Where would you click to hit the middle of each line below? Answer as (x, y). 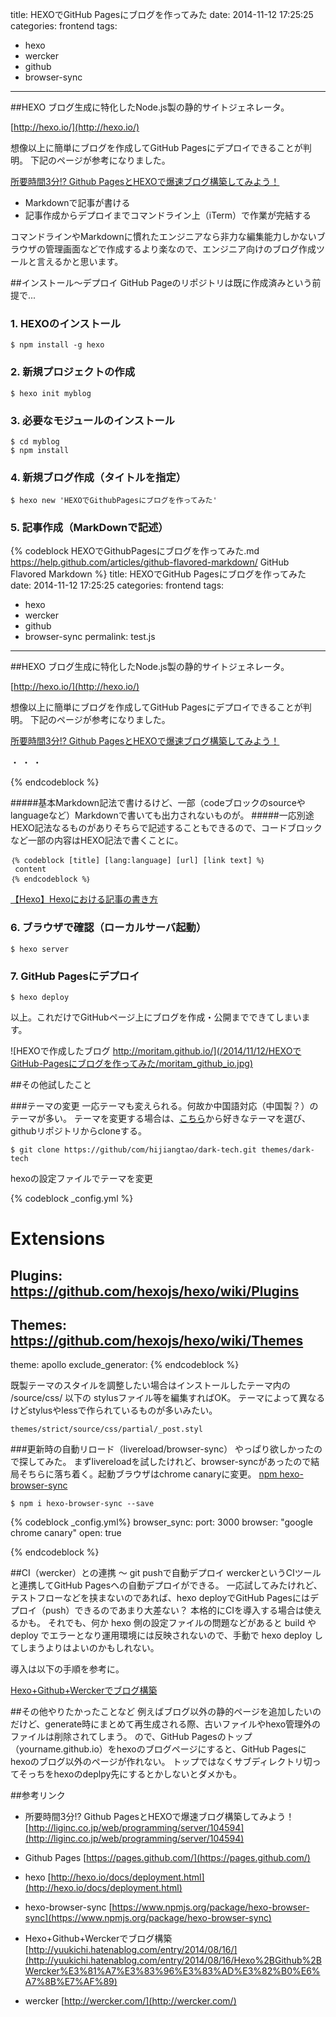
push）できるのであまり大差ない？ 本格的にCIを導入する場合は (174, 1610)
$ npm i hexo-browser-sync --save (82, 1504)
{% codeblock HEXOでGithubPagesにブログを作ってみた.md (135, 551)
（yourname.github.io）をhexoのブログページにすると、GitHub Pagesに (158, 1749)
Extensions (58, 1239)
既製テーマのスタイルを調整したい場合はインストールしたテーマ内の (150, 1385)
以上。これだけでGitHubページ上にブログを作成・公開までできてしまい (156, 1017)
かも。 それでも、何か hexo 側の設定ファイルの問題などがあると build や (167, 1623)
